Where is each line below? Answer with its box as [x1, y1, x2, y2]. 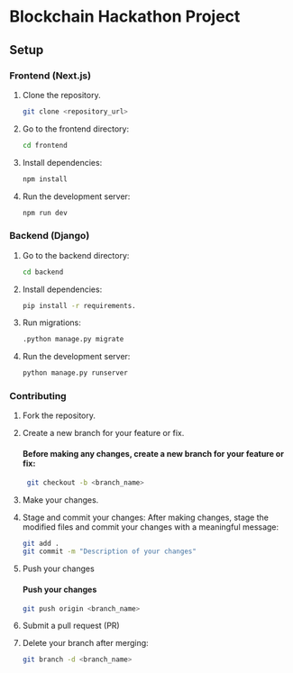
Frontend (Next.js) [9, 69, 92, 82]
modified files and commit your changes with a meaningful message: [22, 521, 279, 532]
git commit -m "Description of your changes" [22, 547, 197, 556]
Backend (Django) [9, 230, 90, 242]
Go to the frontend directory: [22, 123, 129, 134]
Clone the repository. [22, 89, 101, 100]
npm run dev [22, 208, 68, 217]
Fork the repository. [22, 410, 96, 421]
